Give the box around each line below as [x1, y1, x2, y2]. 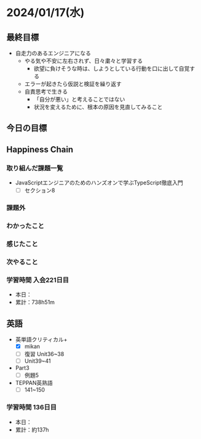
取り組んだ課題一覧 [6, 164, 63, 172]
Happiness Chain [6, 144, 74, 154]
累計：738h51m [15, 299, 55, 306]
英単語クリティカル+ [15, 336, 68, 343]
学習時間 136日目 [6, 403, 57, 412]
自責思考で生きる [24, 88, 68, 95]
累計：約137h [15, 425, 49, 433]
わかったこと [6, 221, 45, 230]
